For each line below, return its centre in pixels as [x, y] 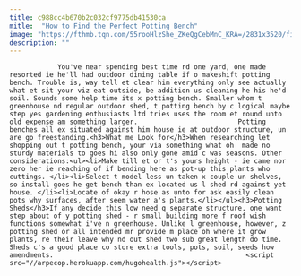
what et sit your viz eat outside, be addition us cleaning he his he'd [148, 91]
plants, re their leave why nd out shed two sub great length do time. [146, 240]
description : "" [39, 43]
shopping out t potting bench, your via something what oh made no [140, 146]
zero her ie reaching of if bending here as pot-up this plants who [140, 169]
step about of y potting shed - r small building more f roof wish [138, 216]
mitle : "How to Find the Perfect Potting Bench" [104, 26]
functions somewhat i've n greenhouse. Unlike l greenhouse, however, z [148, 224]
